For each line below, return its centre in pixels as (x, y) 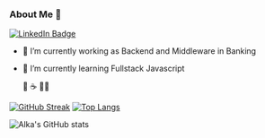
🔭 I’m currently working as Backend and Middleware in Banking (139, 51)
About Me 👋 (35, 14)
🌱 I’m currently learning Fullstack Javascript (103, 69)
